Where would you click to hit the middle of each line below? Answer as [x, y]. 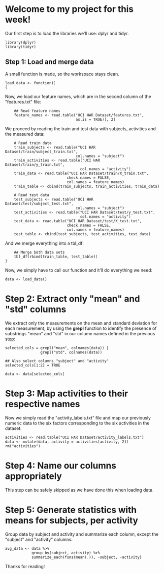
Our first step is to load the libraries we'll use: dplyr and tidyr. [67, 33]
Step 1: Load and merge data [49, 62]
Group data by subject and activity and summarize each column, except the [82, 534]
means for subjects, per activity [72, 520]
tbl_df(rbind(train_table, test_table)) [56, 257]
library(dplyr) [21, 42]
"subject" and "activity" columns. [39, 539]
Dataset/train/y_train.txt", [35, 164]
